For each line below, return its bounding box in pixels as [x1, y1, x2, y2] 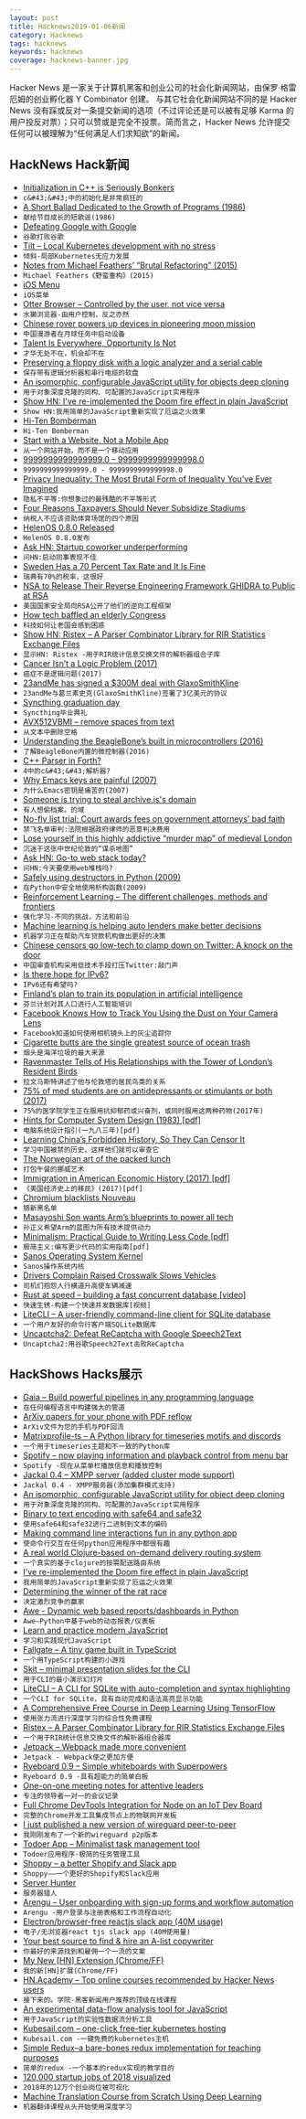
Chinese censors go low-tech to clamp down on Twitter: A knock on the [22, 939, 294, 951]
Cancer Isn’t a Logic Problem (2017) [22, 657, 158, 668]
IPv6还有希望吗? [22, 980, 79, 989]
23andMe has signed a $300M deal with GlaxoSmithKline [22, 677, 239, 688]
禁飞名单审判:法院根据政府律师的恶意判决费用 [22, 825, 171, 834]
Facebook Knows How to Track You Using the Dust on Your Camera [22, 1007, 279, 1018]
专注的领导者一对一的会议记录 [22, 1791, 119, 1801]
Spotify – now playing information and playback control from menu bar [22, 1450, 290, 1461]
